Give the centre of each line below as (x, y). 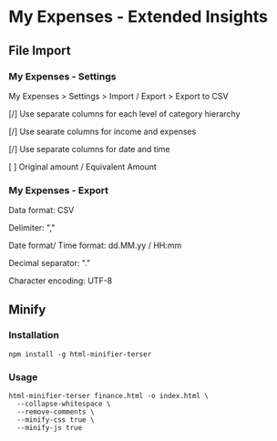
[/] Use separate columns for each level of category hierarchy (124, 113)
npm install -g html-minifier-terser (80, 354)
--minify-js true (50, 428)
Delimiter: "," (32, 228)
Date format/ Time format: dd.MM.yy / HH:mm (95, 246)
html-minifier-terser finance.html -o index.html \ (108, 396)
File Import (40, 51)
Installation (34, 335)
